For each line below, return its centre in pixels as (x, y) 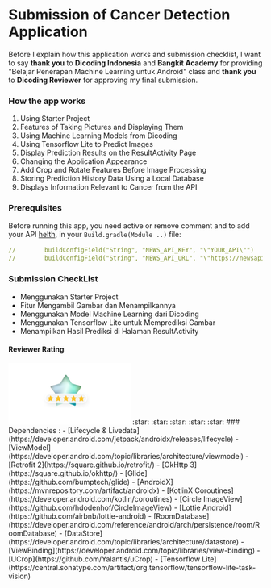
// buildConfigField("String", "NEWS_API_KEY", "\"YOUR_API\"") (131, 250)
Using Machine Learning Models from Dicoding (98, 136)
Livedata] (124, 430)
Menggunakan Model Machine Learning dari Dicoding (109, 314)
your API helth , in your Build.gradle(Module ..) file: (95, 234)
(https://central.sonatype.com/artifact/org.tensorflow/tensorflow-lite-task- (132, 567)
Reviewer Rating (36, 349)
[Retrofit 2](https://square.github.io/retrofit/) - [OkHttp (98, 465)
